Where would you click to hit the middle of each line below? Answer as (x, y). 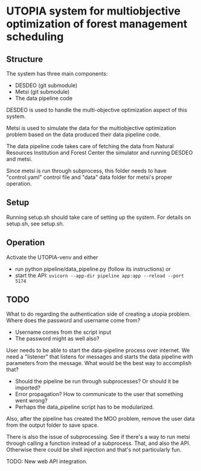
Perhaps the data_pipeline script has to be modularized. (85, 407)
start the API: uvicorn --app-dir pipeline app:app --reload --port (99, 275)
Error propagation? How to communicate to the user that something (99, 394)
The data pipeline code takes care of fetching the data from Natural (90, 146)
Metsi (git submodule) (42, 92)
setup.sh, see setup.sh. (35, 223)
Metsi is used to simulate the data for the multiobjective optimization (91, 128)
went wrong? (31, 401)
